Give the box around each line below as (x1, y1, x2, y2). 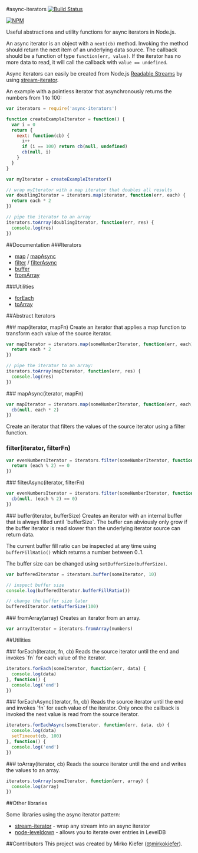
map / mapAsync (14, 253, 56, 260)
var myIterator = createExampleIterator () (6, 176, 112, 182)
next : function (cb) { (16, 133, 70, 139)
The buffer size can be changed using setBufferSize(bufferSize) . (6, 560, 167, 567)
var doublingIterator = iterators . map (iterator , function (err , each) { (6, 192, 186, 198)
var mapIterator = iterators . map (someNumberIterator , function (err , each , (6, 401, 194, 407)
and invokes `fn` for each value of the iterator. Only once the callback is (6, 704, 180, 711)
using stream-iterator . (6, 77, 59, 83)
